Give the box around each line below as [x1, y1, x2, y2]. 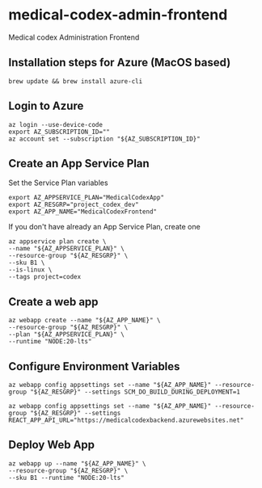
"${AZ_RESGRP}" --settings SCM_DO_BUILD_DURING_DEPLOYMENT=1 [29, 388, 241, 396]
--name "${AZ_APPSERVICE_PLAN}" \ [8, 245, 125, 253]
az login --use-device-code [8, 120, 104, 128]
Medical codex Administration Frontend [8, 32, 140, 42]
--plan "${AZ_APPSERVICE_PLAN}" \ [8, 330, 125, 339]
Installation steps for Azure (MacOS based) [8, 56, 231, 69]
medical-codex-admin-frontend [8, 6, 228, 24]
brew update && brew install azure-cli [8, 77, 143, 86]
